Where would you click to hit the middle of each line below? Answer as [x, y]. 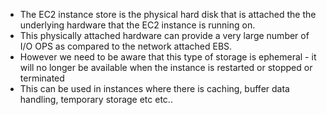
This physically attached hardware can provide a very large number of [164, 35]
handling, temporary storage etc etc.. [96, 99]
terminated [42, 78]
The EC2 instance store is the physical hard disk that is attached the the [168, 14]
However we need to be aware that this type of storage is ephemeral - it [168, 57]
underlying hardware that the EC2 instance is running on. [137, 25]
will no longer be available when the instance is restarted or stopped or [166, 67]
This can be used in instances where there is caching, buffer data [154, 88]
